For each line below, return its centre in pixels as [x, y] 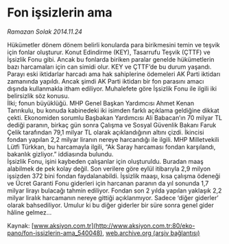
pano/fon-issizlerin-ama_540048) [55, 233]
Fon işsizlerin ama [60, 13]
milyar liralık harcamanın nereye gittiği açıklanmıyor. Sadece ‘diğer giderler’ [113, 197]
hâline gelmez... [29, 212]
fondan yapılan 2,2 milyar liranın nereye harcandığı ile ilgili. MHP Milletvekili [113, 139]
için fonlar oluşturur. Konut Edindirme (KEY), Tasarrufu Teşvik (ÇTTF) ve [109, 52]
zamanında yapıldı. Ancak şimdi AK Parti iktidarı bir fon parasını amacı [106, 81]
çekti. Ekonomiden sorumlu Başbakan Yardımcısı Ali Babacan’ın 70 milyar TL [115, 117]
